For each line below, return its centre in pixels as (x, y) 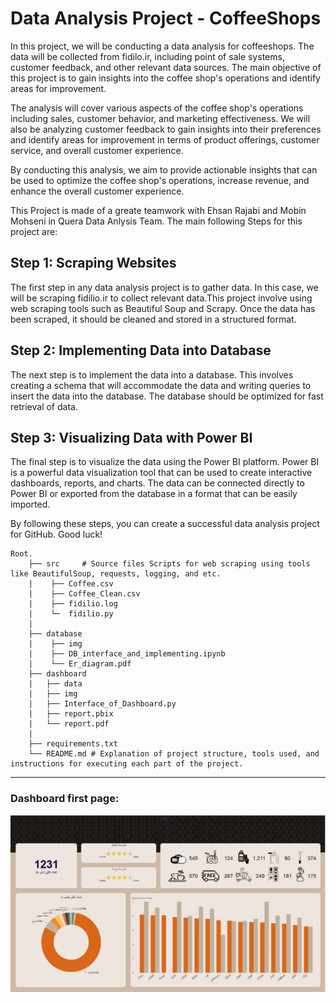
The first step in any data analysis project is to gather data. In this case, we (164, 287)
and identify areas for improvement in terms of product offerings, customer (165, 139)
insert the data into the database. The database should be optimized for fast (167, 396)
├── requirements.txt (73, 744)
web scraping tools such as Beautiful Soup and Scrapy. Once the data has (163, 308)
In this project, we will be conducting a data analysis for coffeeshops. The (162, 46)
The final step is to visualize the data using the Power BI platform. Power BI (165, 462)
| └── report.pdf (69, 724)
